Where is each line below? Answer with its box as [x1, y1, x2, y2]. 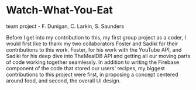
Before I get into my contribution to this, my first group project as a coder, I [6, 34, 186, 41]
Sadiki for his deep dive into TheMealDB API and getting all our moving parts [6, 52, 191, 59]
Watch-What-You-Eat [6, 3, 113, 17]
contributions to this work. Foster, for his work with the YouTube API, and [6, 46, 182, 53]
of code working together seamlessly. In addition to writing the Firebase [6, 59, 180, 66]
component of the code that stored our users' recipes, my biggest [6, 64, 165, 71]
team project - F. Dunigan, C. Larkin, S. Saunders [6, 23, 125, 30]
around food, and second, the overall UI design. [6, 77, 121, 84]
